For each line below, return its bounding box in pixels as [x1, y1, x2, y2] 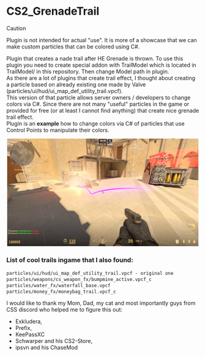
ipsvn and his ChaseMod [15, 344, 78, 351]
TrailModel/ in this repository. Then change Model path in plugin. [6, 67, 170, 75]
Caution [6, 24, 26, 32]
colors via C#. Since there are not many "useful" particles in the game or [6, 100, 190, 108]
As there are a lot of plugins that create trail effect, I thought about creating [6, 74, 196, 81]
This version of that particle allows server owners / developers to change [6, 94, 191, 101]
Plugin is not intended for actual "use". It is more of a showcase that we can [6, 36, 197, 43]
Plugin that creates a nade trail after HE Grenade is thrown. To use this [6, 54, 184, 62]
